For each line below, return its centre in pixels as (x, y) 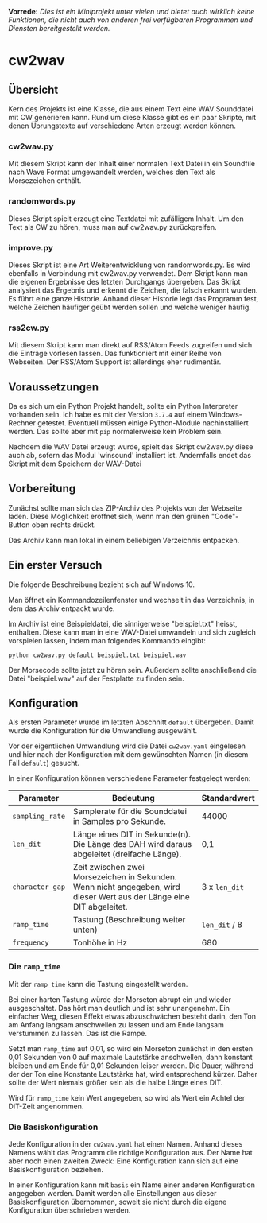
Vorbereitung (42, 489)
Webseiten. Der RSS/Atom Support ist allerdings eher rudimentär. (115, 362)
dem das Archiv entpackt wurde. (62, 608)
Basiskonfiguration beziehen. (56, 1170)
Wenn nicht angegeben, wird (126, 887)
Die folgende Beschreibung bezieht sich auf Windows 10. (102, 584)
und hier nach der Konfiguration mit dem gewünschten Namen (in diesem (128, 755)
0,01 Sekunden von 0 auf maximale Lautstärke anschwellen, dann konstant (130, 1057)
